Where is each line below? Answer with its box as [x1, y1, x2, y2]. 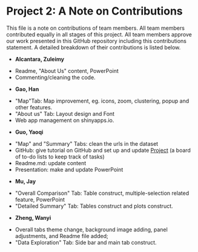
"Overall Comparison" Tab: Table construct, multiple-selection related [15, 189, 190, 197]
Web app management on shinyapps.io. [15, 117, 114, 124]
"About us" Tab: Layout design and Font [15, 110, 115, 117]
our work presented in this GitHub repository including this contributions [6, 37, 186, 44]
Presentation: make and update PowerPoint [15, 166, 124, 173]
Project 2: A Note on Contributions [6, 4, 183, 18]
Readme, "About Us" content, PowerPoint [15, 67, 119, 74]
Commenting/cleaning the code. [15, 73, 96, 81]
